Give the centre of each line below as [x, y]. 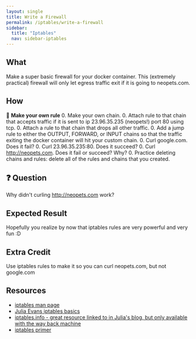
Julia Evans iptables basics [47, 311]
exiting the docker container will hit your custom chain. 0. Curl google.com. [97, 140]
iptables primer [33, 330]
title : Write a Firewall [36, 17]
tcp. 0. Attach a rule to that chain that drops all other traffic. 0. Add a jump [95, 128]
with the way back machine [48, 323]
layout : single [25, 11]
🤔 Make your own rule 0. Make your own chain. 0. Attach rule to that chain [96, 115]
